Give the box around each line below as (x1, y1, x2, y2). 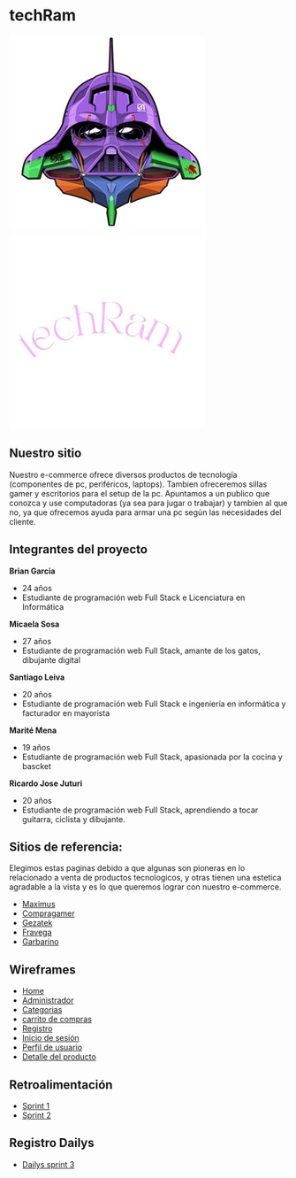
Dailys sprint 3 (21, 1159, 75, 1169)
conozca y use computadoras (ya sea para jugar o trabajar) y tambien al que (9, 497, 288, 508)
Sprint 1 (21, 1101, 50, 1111)
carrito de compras (21, 1014, 93, 1025)
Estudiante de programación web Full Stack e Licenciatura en (21, 592, 246, 603)
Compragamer (21, 908, 75, 919)
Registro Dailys (9, 1136, 95, 1151)
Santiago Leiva (9, 672, 65, 682)
